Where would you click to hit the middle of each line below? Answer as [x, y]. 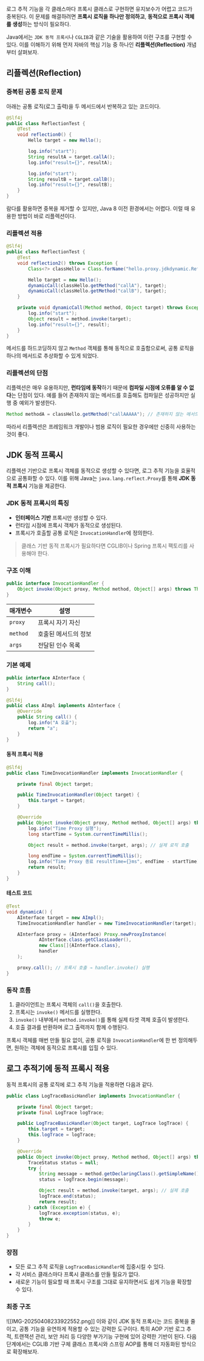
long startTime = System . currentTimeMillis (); [88, 834]
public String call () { [47, 717]
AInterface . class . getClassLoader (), [85, 940]
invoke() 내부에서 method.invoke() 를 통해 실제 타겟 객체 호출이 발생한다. [102, 1019]
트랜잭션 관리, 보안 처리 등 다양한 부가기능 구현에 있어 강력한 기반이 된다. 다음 [106, 1336]
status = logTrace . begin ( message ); [84, 1179]
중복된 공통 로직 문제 [34, 92]
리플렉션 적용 [24, 233]
